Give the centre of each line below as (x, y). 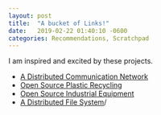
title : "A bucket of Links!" (59, 23)
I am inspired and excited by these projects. (80, 61)
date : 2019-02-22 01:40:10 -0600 (68, 31)
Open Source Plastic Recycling (71, 85)
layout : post (30, 16)
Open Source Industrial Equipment (77, 94)
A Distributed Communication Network (84, 76)
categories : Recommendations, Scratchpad (79, 38)
